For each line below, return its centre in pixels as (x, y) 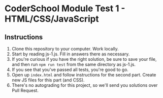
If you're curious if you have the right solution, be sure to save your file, (84, 59)
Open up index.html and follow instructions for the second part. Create (84, 75)
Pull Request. (25, 90)
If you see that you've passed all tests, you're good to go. (70, 70)
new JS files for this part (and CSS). (48, 80)
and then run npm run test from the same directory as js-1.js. (74, 64)
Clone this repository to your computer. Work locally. (65, 49)
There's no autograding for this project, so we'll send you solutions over (85, 85)
